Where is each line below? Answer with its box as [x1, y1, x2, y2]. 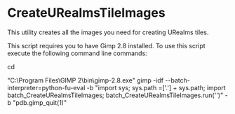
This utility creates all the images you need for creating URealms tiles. [7, 28, 209, 36]
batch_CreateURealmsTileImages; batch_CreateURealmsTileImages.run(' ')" [7, 91, 224, 99]
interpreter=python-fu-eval [7, 83, 86, 92]
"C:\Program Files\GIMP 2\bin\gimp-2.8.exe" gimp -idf [7, 76, 163, 85]
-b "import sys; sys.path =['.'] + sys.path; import [86, 83, 226, 92]
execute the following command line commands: [7, 49, 147, 57]
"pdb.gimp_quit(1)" [13, 98, 67, 106]
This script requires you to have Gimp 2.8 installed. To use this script [7, 41, 206, 50]
